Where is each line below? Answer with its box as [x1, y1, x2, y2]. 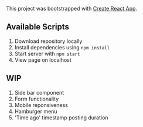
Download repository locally [14, 38, 83, 45]
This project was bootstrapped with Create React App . [6, 5, 138, 12]
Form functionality [14, 95, 59, 102]
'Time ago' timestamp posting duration [14, 114, 108, 121]
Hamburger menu [14, 108, 57, 115]
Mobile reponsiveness [14, 101, 69, 108]
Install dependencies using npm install [14, 44, 110, 51]
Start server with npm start [14, 50, 80, 57]
